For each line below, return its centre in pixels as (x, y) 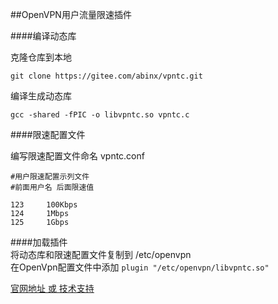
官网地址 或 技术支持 (52, 288)
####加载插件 (39, 242)
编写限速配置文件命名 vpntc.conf (77, 156)
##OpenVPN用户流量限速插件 (71, 14)
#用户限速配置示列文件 (50, 177)
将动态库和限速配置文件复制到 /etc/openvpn (101, 254)
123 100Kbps (44, 205)
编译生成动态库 (41, 96)
